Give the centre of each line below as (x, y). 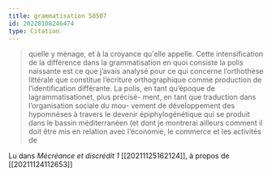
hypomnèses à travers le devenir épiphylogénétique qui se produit (139, 114)
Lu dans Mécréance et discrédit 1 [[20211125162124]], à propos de (119, 156)
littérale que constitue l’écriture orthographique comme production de (145, 80)
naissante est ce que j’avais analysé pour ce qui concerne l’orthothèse (146, 71)
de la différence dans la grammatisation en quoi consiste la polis (136, 62)
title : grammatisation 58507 (58, 16)
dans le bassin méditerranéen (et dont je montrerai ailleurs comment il (145, 123)
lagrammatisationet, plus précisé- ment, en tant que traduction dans (142, 97)
